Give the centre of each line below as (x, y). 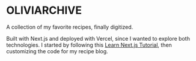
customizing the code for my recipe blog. (57, 51)
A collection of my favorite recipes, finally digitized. (70, 27)
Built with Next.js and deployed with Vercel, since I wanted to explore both (98, 38)
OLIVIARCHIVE (44, 10)
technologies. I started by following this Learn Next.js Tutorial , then (89, 45)
